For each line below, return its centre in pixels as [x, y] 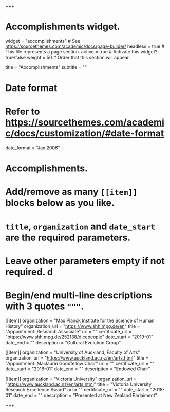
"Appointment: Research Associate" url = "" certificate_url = [69, 331]
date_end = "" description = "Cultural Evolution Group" [63, 342]
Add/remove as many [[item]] [71, 192]
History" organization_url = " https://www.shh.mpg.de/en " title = [73, 326]
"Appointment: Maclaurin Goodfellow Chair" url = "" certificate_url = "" [80, 363]
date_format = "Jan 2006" [33, 148]
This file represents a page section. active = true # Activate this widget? [81, 51]
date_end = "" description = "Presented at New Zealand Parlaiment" [85, 395]
